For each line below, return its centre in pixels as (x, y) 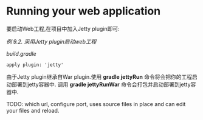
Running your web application (84, 11)
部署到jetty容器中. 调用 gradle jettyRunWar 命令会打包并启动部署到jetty (101, 84)
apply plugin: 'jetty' (35, 65)
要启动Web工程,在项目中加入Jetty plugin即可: (63, 28)
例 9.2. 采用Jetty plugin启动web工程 (51, 41)
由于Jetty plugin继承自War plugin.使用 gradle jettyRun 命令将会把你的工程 (99, 76)
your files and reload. (33, 110)
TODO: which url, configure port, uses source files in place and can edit (96, 104)
